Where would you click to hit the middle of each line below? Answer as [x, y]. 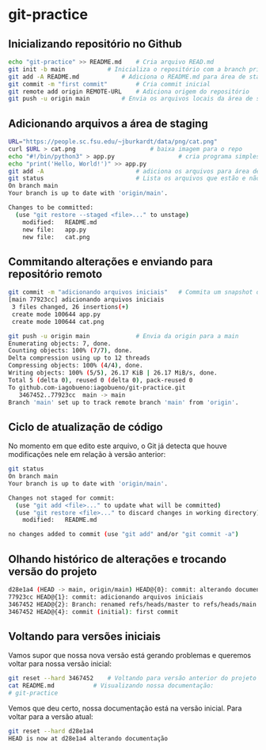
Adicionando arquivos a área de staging [108, 123]
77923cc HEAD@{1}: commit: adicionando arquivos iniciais [106, 597]
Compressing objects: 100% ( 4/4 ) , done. [76, 366]
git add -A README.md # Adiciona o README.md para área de [127, 77]
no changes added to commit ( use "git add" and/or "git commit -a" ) [123, 535]
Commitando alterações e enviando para [111, 262]
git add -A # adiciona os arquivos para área [129, 171]
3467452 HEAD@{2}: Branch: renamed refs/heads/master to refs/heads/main [133, 604]
